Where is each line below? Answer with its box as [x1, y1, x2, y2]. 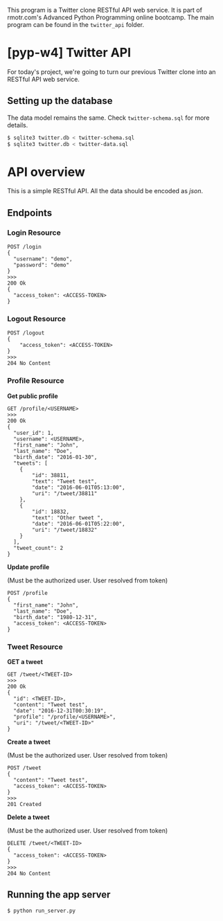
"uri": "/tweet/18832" [32, 526, 98, 533]
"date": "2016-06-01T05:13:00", [32, 484, 126, 491]
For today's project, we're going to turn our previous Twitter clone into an [7, 67, 216, 75]
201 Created [7, 801, 42, 808]
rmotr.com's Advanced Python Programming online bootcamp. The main [7, 13, 215, 21]
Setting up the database [7, 95, 113, 107]
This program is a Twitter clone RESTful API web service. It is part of [7, 6, 203, 14]
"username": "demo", [13, 256, 73, 262]
